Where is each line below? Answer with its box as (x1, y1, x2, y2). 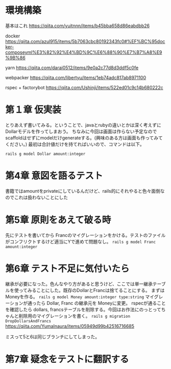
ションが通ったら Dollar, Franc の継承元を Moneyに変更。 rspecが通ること (9, 300, 166, 306)
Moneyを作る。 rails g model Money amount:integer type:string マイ (5, 293, 154, 300)
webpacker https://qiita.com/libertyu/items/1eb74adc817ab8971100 (5, 74, 146, 80)
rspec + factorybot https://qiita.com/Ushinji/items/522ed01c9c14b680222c (5, 84, 163, 90)
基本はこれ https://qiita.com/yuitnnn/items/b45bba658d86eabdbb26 (5, 23, 150, 29)
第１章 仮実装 (5, 104, 61, 116)
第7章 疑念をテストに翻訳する (5, 353, 129, 365)
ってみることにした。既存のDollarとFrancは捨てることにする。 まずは (18, 287, 165, 293)
